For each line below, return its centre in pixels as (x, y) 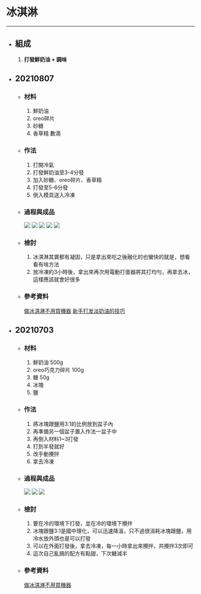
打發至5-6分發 (50, 187)
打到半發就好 (48, 446)
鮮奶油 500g (48, 362)
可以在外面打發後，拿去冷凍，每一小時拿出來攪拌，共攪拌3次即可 (113, 546)
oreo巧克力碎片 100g (58, 370)
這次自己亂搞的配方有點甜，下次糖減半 (80, 554)
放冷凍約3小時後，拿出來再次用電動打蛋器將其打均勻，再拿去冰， (113, 272)
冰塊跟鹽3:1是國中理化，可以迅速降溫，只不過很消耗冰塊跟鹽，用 (112, 531)
